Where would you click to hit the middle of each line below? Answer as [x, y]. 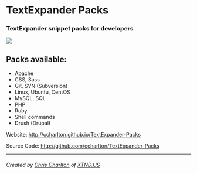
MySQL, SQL [30, 98]
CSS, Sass [27, 80]
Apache [24, 73]
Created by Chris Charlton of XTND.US [53, 165]
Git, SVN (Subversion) [41, 86]
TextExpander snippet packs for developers [70, 29]
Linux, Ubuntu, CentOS [42, 92]
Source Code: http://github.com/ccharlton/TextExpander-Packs [83, 146]
